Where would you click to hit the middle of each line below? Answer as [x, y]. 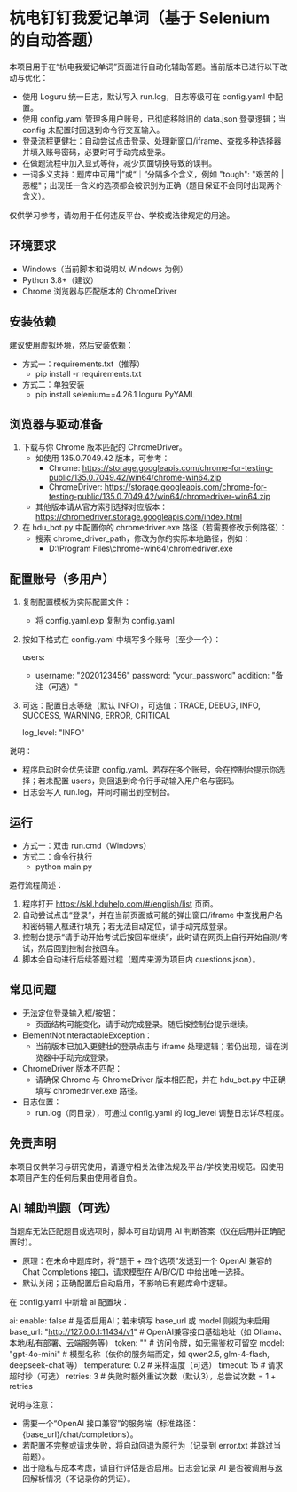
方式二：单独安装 [53, 384]
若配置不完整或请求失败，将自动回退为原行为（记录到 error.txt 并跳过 [148, 1446]
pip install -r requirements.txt [88, 373]
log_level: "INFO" [53, 733]
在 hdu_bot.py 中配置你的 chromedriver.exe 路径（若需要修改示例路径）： [154, 528]
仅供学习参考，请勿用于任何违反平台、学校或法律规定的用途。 [122, 215]
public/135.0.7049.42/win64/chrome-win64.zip [135, 478]
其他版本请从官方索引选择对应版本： [102, 507]
